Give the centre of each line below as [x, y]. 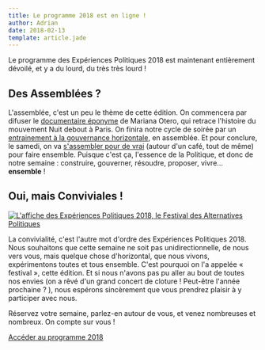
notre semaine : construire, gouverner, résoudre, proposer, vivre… [116, 163]
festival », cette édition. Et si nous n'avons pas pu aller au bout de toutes [127, 272]
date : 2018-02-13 [37, 30]
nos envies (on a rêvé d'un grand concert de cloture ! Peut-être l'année [124, 281]
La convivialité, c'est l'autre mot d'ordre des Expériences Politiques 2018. [127, 239]
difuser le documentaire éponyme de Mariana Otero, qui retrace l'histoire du [132, 121]
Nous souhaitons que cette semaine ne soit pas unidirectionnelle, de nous [129, 247]
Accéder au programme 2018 [56, 337]
